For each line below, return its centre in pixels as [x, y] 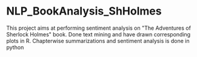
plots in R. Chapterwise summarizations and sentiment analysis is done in [98, 41]
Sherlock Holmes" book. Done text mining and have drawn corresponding [98, 34]
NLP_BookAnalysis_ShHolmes [84, 11]
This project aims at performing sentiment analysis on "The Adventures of [98, 28]
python [15, 47]
